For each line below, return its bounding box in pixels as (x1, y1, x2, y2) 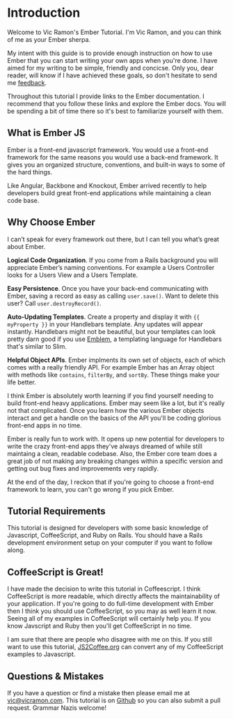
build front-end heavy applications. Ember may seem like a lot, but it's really (7, 399, 225, 407)
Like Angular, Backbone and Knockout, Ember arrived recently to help (7, 181, 207, 190)
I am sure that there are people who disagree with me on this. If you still (7, 635, 212, 644)
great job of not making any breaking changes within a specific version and (7, 457, 223, 465)
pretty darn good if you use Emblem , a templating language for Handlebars (7, 335, 223, 343)
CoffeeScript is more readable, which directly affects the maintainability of (7, 592, 220, 600)
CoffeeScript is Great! (7, 566, 104, 578)
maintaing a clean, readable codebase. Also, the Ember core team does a (7, 449, 218, 457)
